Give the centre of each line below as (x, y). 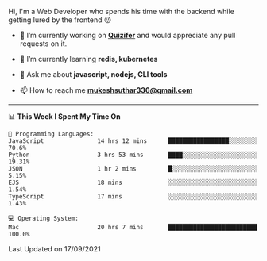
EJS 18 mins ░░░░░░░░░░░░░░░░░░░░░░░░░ (133, 182)
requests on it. (43, 44)
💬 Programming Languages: (51, 134)
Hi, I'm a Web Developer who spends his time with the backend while (121, 12)
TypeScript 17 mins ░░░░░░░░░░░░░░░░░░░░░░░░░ (133, 197)
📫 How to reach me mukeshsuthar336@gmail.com (106, 90)
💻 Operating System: (44, 218)
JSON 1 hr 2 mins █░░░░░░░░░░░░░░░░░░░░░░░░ (133, 169)
